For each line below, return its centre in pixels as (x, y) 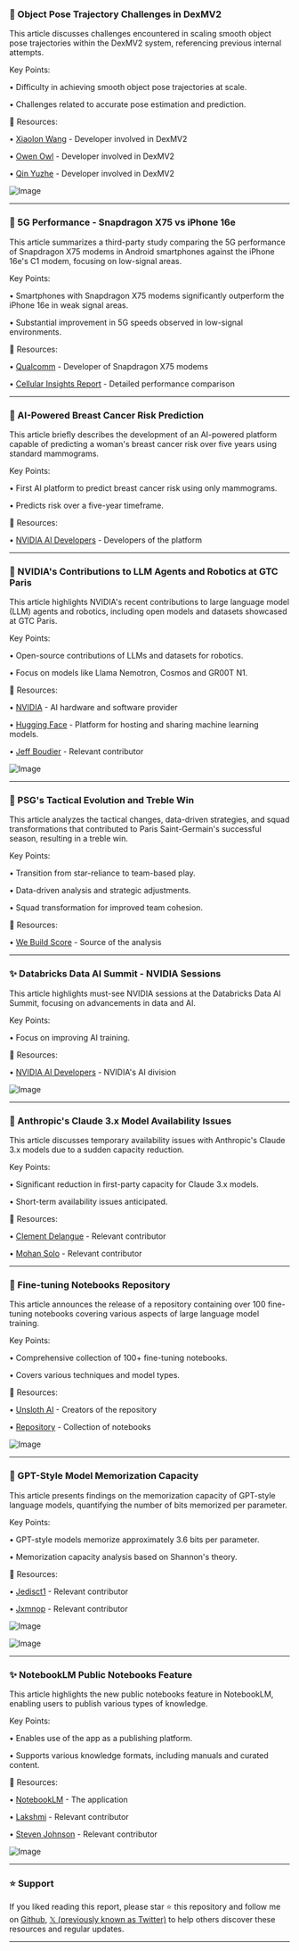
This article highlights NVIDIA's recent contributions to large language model (149, 602)
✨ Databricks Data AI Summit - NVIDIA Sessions (115, 974)
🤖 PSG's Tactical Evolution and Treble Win (101, 801)
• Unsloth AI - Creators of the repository (83, 1410)
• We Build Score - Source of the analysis (85, 942)
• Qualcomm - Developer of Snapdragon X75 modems (109, 366)
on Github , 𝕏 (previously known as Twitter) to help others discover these (142, 1920)
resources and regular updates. (67, 1929)
